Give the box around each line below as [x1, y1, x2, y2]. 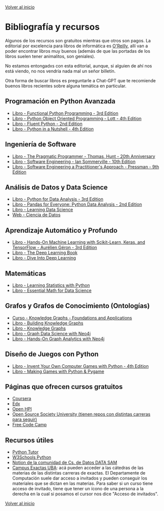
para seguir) [12, 416, 37, 422]
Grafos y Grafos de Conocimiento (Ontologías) [5, 302, 150, 310]
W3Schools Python [12, 454, 52, 460]
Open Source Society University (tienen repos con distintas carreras [12, 411, 151, 417]
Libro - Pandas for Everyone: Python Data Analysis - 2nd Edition [12, 201, 142, 207]
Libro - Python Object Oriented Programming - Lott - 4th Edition [12, 115, 142, 121]
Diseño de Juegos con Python [5, 350, 99, 358]
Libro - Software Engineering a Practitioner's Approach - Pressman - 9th [12, 163, 160, 169]
